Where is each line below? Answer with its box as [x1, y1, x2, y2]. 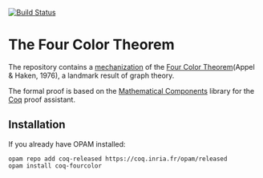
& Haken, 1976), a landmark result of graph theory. [8, 71, 175, 80]
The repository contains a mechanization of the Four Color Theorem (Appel [8, 62, 255, 71]
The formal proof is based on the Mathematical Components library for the [8, 86, 255, 95]
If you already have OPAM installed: [8, 139, 126, 148]
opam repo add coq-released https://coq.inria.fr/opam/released [8, 155, 228, 163]
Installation [8, 118, 66, 131]
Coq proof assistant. [8, 95, 76, 104]
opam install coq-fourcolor [8, 161, 103, 170]
